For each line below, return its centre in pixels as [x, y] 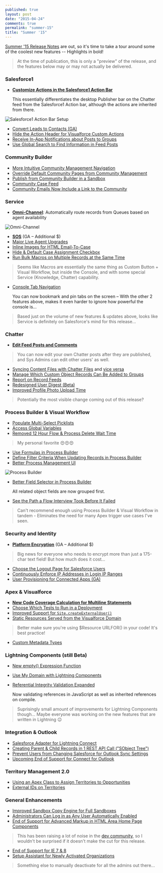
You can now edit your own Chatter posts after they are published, [84, 355]
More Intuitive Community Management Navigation [64, 168]
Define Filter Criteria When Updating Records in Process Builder [77, 458]
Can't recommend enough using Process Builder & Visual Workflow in [88, 510]
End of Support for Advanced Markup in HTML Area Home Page [77, 821]
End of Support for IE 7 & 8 [39, 851]
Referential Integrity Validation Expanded [53, 685]
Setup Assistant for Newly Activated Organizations [63, 856]
